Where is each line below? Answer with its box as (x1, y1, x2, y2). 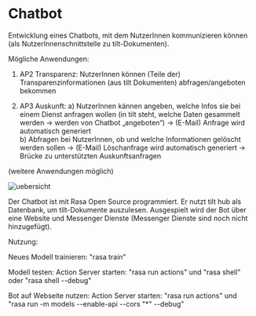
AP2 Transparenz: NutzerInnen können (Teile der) (19, 69, 181, 78)
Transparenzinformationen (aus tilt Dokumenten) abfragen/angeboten (19, 78, 246, 87)
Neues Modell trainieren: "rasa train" (8, 252, 127, 261)
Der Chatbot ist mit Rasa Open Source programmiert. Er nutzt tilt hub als (8, 197, 242, 206)
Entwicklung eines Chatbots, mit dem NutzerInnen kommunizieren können (8, 31, 248, 40)
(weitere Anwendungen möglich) (8, 166, 114, 176)
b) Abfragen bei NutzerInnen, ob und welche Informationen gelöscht (19, 134, 241, 143)
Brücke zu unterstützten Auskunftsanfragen (19, 151, 162, 161)
